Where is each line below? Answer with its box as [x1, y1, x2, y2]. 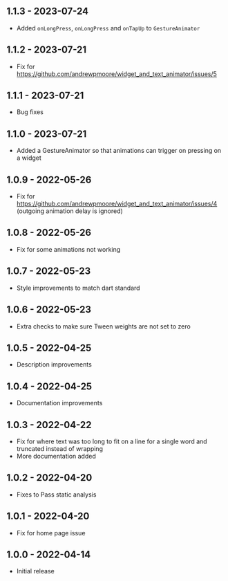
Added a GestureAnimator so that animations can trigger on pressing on [16, 147, 222, 155]
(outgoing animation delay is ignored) [16, 207, 124, 215]
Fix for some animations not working [16, 245, 121, 253]
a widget [16, 154, 42, 162]
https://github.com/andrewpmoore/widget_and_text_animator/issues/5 [16, 69, 217, 78]
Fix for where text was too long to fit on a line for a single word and [16, 437, 208, 445]
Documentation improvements [16, 399, 103, 407]
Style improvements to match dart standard [16, 284, 140, 292]
